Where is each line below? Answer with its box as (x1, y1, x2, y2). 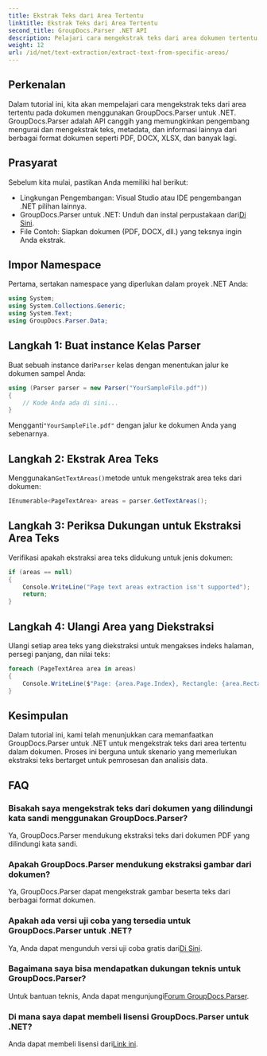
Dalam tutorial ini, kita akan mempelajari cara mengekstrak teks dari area (8, 99, 246, 108)
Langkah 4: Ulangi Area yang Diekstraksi (8, 620, 215, 633)
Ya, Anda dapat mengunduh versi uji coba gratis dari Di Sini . (8, 943, 203, 952)
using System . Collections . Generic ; (8, 302, 126, 311)
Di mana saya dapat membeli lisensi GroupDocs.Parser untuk (8, 1011, 250, 1022)
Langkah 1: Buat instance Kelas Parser (8, 339, 201, 353)
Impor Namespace (8, 258, 102, 272)
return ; (22, 590, 48, 598)
